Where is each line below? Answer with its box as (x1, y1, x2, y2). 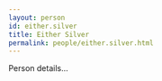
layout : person (8, 13, 66, 22)
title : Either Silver (8, 30, 90, 39)
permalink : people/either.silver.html (8, 38, 154, 48)
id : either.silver (8, 22, 77, 31)
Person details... (8, 63, 68, 74)
